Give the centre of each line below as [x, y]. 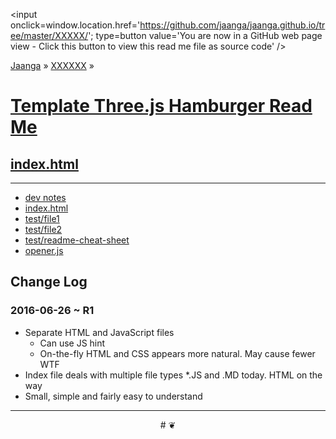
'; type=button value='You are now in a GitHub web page [205, 35]
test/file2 [43, 229]
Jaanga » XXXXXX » [52, 65]
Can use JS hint [72, 343]
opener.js [44, 250]
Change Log [49, 282]
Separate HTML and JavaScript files [99, 332]
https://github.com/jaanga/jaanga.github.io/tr [232, 25]
